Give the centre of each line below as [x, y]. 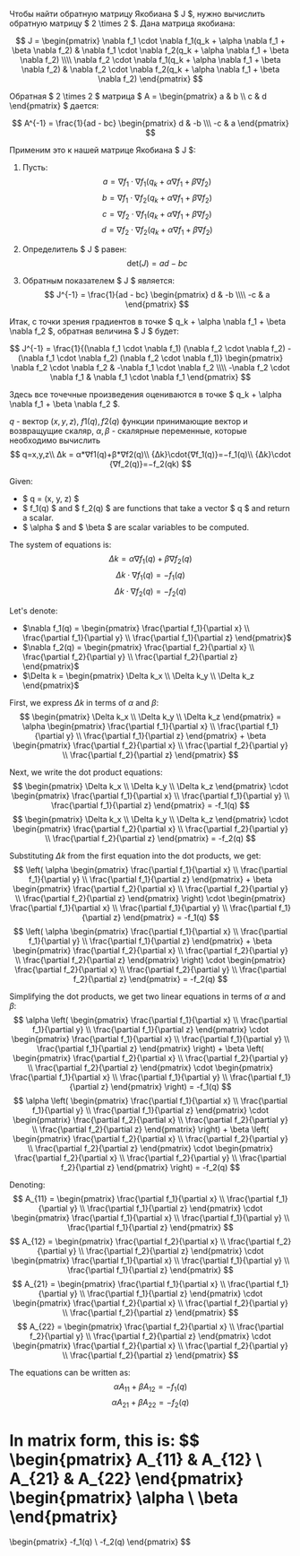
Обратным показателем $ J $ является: [99, 281]
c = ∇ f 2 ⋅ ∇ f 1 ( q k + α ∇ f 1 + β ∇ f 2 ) [157, 215]
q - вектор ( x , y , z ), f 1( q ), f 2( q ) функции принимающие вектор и [129, 422]
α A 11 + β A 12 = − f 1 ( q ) [150, 1387]
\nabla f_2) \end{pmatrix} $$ [150, 79]
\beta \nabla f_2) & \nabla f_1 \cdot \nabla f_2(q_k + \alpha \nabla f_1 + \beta [150, 50]
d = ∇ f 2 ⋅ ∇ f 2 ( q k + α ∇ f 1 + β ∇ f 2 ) [157, 231]
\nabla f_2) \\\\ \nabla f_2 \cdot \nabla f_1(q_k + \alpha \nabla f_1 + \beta [150, 60]
